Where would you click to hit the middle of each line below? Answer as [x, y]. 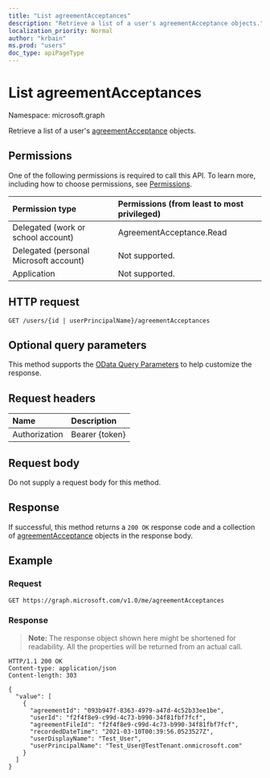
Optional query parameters [78, 345]
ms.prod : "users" [37, 46]
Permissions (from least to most [180, 203]
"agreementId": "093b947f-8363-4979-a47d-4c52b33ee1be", [127, 710]
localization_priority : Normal [61, 31]
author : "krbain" [37, 38]
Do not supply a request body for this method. [85, 482]
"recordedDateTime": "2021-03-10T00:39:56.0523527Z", [122, 731]
